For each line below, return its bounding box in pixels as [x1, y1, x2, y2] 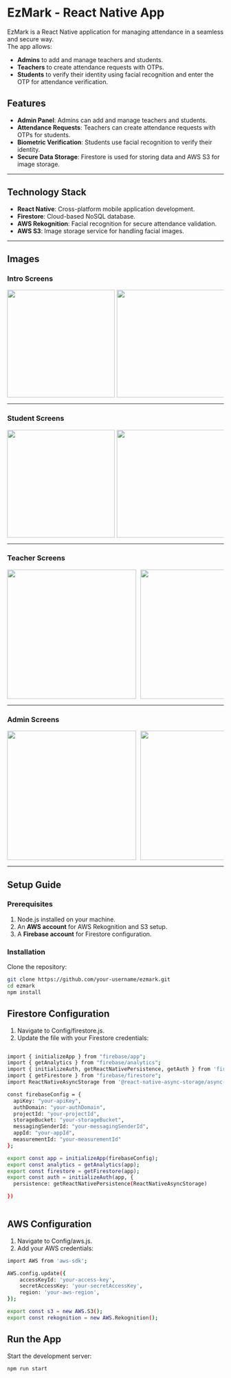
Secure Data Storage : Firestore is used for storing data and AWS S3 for [16, 152, 220, 161]
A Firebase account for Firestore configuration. [16, 930, 152, 938]
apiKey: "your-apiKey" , [13, 1097, 81, 1104]
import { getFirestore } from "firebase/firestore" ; [7, 1072, 162, 1079]
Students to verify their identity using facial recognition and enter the [16, 70, 214, 79]
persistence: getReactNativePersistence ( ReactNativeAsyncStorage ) [13, 1181, 208, 1188]
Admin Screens [7, 715, 60, 724]
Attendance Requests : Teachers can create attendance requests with [16, 123, 216, 132]
